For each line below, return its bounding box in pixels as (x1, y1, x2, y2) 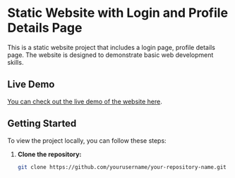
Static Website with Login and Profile (7, 5, 228, 21)
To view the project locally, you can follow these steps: (7, 136, 167, 145)
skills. (7, 58, 24, 66)
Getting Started (7, 117, 77, 129)
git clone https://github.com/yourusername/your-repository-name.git (17, 163, 227, 170)
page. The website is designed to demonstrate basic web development (7, 51, 214, 59)
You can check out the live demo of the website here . (7, 97, 162, 106)
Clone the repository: (17, 150, 82, 158)
